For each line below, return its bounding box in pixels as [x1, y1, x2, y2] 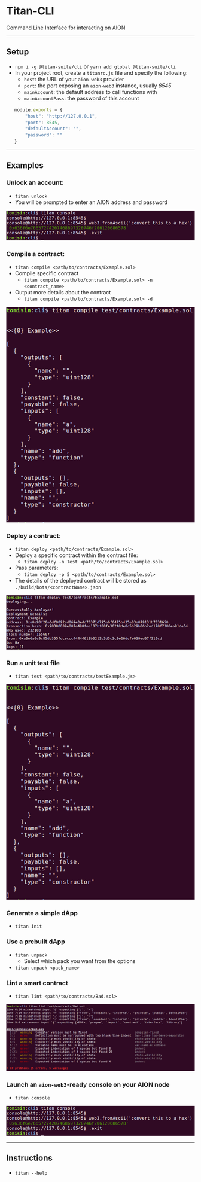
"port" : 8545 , [25, 120, 60, 126]
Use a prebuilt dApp [6, 937, 66, 946]
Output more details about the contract [14, 289, 111, 296]
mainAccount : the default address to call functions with [23, 88, 157, 95]
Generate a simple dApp [6, 909, 78, 917]
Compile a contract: [6, 249, 65, 258]
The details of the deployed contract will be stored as [14, 577, 147, 584]
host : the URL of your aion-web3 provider [23, 75, 124, 83]
